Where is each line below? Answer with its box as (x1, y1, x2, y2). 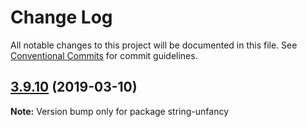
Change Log (10, 6, 113, 29)
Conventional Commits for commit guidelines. (10, 49, 198, 61)
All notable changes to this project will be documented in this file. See (10, 39, 298, 51)
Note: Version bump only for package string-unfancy (10, 105, 229, 117)
